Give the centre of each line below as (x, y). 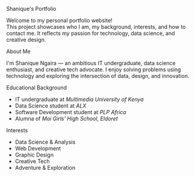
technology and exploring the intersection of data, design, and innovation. (98, 76)
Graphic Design (34, 155)
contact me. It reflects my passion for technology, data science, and (91, 33)
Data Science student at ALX (51, 106)
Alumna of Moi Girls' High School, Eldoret (67, 118)
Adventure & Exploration (45, 168)
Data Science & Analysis (45, 142)
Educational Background (37, 88)
